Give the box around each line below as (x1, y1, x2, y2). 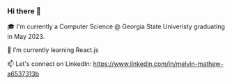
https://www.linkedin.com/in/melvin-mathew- (93, 60, 224, 68)
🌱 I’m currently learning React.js (7, 46, 99, 54)
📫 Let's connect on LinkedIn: (7, 60, 92, 68)
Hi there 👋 (7, 6, 42, 16)
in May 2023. (7, 33, 45, 41)
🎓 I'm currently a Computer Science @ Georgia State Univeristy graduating (7, 22, 225, 31)
